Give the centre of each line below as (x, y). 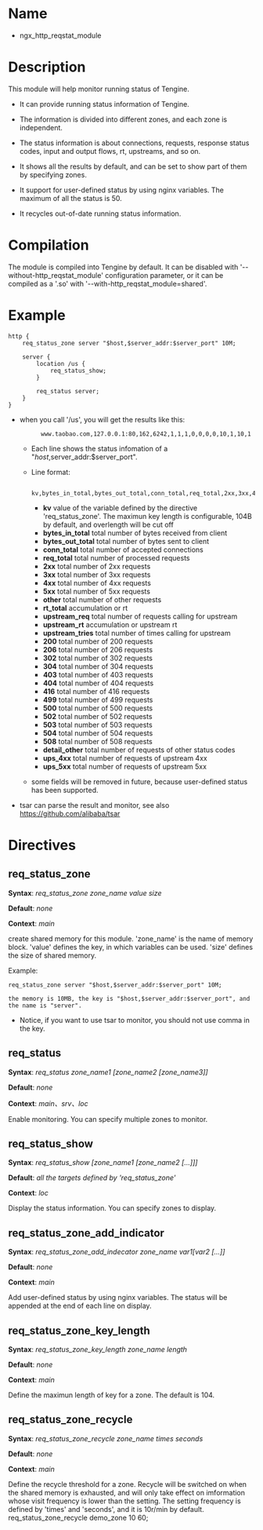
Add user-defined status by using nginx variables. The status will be (118, 1298)
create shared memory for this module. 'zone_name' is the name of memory (131, 938)
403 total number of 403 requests (98, 674)
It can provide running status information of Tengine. (104, 104)
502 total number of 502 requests (97, 716)
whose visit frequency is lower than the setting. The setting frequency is (124, 1501)
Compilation (49, 245)
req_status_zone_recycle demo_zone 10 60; (78, 1517)
